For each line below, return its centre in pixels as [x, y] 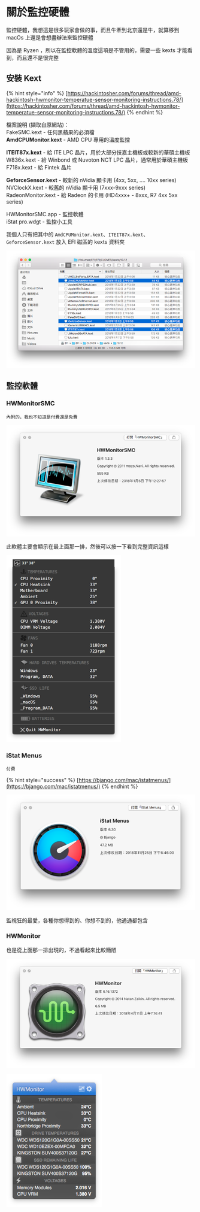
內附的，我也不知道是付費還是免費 [42, 417]
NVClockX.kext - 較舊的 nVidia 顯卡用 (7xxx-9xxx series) [76, 187]
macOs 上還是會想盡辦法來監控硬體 [50, 37]
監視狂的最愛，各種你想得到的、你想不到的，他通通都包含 [77, 920]
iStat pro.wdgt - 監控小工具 [40, 222]
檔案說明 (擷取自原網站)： [38, 125]
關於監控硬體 [38, 12]
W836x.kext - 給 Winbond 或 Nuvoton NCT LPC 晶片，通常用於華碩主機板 [97, 160]
